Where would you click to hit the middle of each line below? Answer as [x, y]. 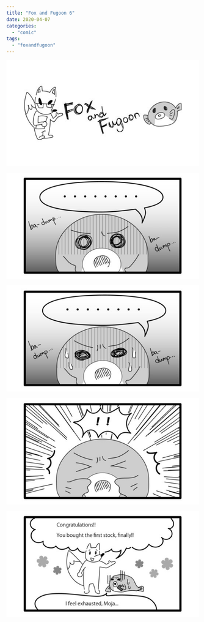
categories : [21, 26]
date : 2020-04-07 [28, 19]
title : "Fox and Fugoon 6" [41, 13]
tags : [13, 39]
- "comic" [24, 32]
